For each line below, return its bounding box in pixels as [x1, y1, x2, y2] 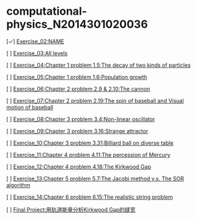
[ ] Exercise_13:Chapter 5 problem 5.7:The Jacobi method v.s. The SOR [6, 175, 185, 182]
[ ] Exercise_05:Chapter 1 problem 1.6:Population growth [6, 73, 147, 80]
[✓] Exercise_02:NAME [6, 37, 64, 45]
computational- [6, 4, 87, 18]
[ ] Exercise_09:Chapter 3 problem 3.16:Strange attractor [6, 127, 149, 134]
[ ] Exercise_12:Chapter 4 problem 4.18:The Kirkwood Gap [6, 163, 151, 170]
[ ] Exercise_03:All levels [6, 49, 68, 56]
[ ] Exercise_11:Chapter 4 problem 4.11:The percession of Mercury [6, 151, 171, 158]
